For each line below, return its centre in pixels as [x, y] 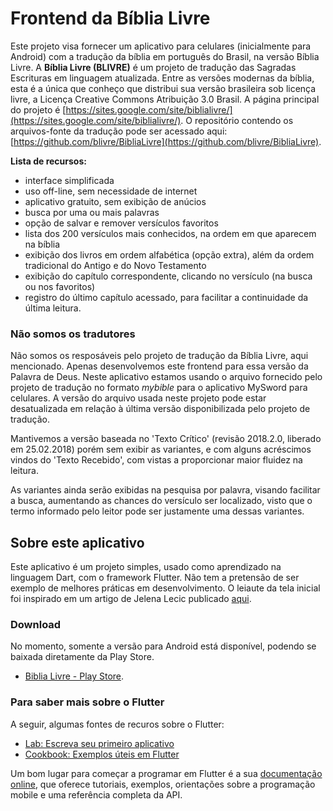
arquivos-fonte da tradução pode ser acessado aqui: [119, 131]
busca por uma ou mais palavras [92, 212]
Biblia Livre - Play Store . [74, 676]
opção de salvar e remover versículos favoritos [121, 223]
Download [36, 624]
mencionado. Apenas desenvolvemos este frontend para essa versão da [159, 366]
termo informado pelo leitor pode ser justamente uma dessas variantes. [157, 511]
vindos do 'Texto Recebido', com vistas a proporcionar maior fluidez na [156, 460]
